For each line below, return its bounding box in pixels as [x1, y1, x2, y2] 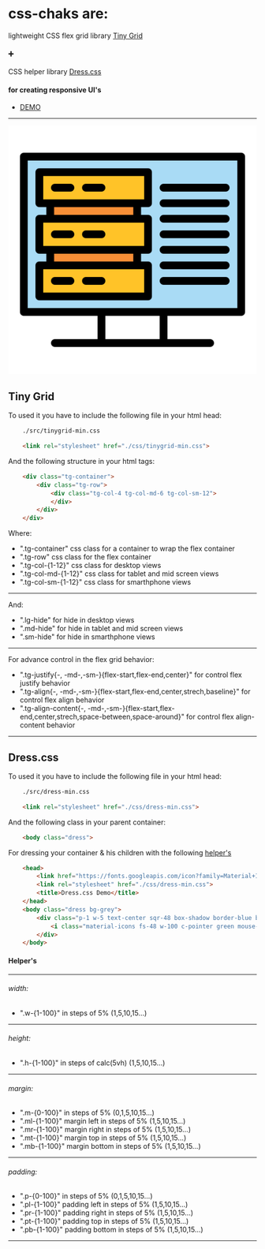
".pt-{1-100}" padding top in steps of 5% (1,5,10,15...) [19, 1217, 189, 1226]
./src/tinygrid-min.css [22, 427, 101, 435]
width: [8, 984, 29, 993]
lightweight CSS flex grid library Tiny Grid [8, 31, 144, 40]
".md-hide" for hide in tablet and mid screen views [19, 624, 184, 634]
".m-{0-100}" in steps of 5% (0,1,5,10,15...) [19, 1108, 155, 1117]
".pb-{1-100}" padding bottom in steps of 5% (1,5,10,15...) [19, 1225, 203, 1235]
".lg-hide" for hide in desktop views [19, 615, 135, 625]
